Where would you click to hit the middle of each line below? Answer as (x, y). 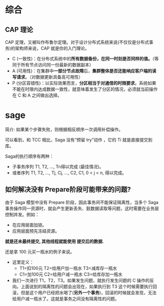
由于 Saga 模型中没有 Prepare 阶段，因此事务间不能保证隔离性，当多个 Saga (82, 202)
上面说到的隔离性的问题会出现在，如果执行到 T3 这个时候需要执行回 (89, 286)
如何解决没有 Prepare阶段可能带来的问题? (68, 190)
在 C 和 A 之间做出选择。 (37, 95)
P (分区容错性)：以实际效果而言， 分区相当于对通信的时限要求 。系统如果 (84, 83)
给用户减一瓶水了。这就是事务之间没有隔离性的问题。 (66, 299)
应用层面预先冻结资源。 (36, 231)
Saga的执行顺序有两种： (30, 156)
